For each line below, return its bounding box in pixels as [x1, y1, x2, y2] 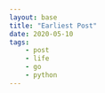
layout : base [9, 12, 58, 22]
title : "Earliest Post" [9, 21, 98, 30]
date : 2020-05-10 [9, 29, 74, 38]
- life [25, 54, 50, 63]
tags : [9, 37, 29, 47]
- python [25, 71, 58, 80]
